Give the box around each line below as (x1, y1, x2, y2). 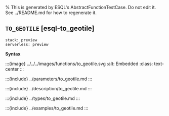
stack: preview (5, 37, 37, 42)
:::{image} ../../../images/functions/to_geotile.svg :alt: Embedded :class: (5, 61, 153, 67)
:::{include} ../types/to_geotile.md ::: (5, 95, 80, 101)
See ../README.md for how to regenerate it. (5, 10, 97, 16)
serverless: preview (5, 42, 49, 47)
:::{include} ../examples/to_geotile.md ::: (5, 105, 89, 111)
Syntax (5, 50, 21, 57)
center (5, 66, 19, 72)
